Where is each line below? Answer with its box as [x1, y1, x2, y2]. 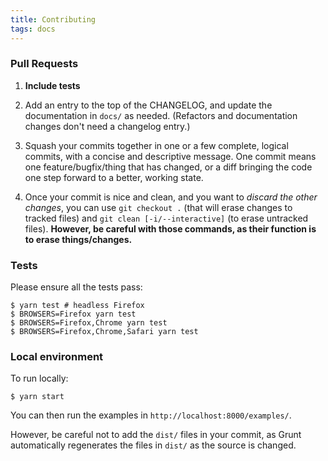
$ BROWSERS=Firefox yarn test [10, 309, 137, 320]
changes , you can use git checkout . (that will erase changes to [24, 201, 293, 213]
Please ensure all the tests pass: [10, 281, 143, 293]
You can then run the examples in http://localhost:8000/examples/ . [10, 409, 292, 421]
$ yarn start [10, 392, 65, 402]
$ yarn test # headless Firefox [10, 301, 145, 311]
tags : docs [10, 24, 56, 34]
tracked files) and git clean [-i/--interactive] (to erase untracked [24, 212, 309, 224]
